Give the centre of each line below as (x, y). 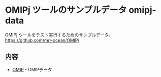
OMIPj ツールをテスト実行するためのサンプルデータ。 (59, 35)
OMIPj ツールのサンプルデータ (66, 10)
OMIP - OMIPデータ (32, 69)
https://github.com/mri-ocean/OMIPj (42, 40)
